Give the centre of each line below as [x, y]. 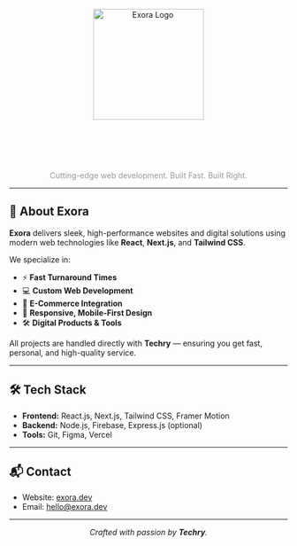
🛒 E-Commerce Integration [72, 303]
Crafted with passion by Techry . [148, 533]
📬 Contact [40, 471]
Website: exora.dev [57, 497]
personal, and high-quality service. [73, 352]
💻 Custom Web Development [77, 290]
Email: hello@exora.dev [65, 507]
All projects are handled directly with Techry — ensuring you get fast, [136, 343]
